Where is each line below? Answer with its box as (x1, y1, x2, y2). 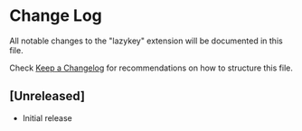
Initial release (22, 112, 72, 123)
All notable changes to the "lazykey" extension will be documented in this (9, 35, 283, 46)
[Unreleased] (9, 89, 86, 104)
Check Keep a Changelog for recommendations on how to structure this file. (9, 62, 294, 73)
